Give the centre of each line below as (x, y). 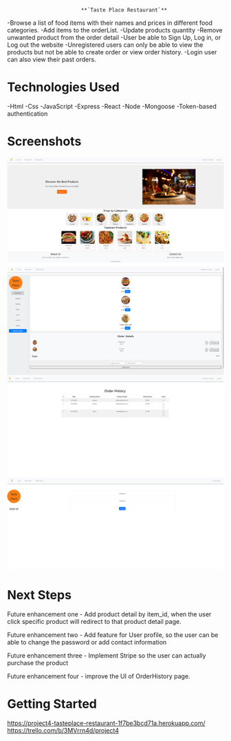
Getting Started (52, 704)
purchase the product (38, 663)
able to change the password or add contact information (87, 643)
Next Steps (40, 595)
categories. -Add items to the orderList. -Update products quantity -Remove (115, 30)
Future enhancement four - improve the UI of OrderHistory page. (99, 676)
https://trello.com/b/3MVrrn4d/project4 (63, 731)
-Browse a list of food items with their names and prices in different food (110, 23)
